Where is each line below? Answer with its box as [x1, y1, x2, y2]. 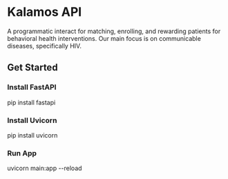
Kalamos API [7, 4, 82, 20]
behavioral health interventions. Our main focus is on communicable [7, 34, 202, 42]
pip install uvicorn [7, 131, 58, 139]
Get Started [7, 62, 58, 73]
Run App [7, 148, 37, 158]
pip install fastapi [7, 98, 56, 106]
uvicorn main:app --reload [7, 164, 82, 173]
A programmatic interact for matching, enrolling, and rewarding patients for [7, 27, 221, 35]
